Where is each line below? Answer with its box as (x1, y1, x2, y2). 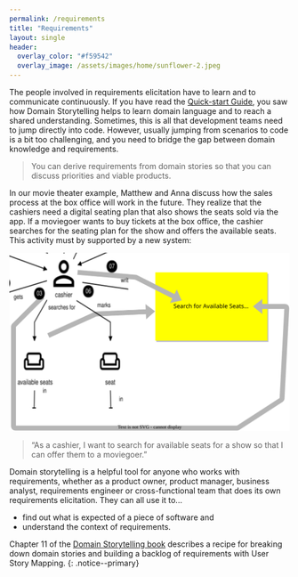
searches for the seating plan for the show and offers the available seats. (9, 225, 278, 236)
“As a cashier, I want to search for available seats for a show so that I (30, 440, 284, 451)
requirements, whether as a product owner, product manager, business (9, 476, 270, 487)
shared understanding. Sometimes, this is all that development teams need (9, 116, 283, 126)
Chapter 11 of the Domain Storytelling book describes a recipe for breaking (9, 539, 283, 549)
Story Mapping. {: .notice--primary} (9, 557, 140, 569)
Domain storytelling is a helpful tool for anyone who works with (9, 467, 240, 477)
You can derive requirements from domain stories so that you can (30, 161, 271, 171)
